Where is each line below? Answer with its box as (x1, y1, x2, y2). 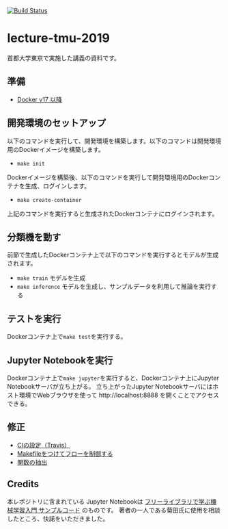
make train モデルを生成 (16, 274, 86, 282)
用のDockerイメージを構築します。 (7, 145, 104, 153)
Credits (7, 478, 40, 490)
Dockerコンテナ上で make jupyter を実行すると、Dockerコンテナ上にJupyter (7, 374, 220, 382)
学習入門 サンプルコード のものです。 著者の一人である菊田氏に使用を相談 (12, 506, 220, 514)
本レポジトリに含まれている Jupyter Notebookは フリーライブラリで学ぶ (7, 497, 211, 506)
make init (16, 160, 46, 167)
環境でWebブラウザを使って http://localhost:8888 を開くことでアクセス (18, 391, 220, 399)
